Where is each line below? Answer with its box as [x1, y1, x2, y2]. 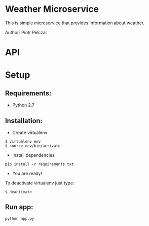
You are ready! [12, 170, 42, 176]
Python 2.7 [12, 102, 35, 108]
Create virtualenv [12, 130, 48, 136]
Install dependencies [12, 152, 55, 158]
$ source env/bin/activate [5, 143, 61, 148]
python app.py [5, 216, 35, 221]
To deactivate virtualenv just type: [5, 180, 74, 186]
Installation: [5, 116, 43, 125]
